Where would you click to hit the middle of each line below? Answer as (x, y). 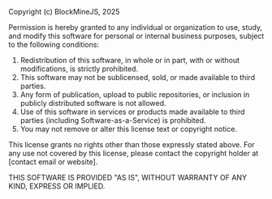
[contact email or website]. (53, 162)
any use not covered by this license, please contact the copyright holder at (134, 153)
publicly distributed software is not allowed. (93, 103)
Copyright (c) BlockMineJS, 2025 (64, 12)
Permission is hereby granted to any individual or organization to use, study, (136, 27)
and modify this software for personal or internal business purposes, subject (136, 36)
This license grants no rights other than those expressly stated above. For (132, 144)
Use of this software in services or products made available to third (132, 112)
